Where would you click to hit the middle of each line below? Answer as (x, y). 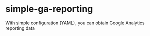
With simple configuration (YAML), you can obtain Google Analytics (75, 23)
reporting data (20, 28)
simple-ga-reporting (49, 9)
